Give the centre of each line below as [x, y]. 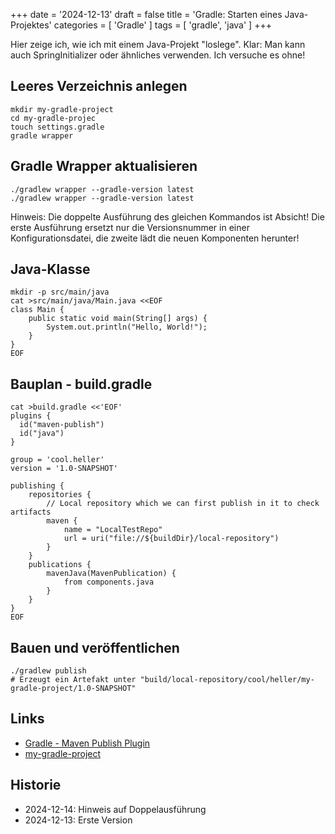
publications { [60, 565]
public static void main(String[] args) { [118, 319]
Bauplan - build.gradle [81, 384]
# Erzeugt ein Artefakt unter [73, 680]
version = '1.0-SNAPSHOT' [64, 469]
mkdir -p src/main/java [60, 292]
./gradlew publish [48, 671]
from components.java [109, 582]
